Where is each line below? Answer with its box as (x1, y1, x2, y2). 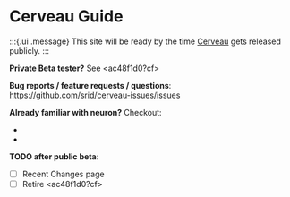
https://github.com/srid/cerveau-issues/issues (9, 90, 181, 100)
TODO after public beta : (9, 150, 99, 162)
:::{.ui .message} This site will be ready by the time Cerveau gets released (9, 36, 282, 47)
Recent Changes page (21, 168, 105, 179)
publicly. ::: (9, 45, 49, 56)
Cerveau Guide (9, 6, 124, 27)
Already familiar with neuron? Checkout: (9, 107, 163, 117)
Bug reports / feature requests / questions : (9, 80, 172, 90)
